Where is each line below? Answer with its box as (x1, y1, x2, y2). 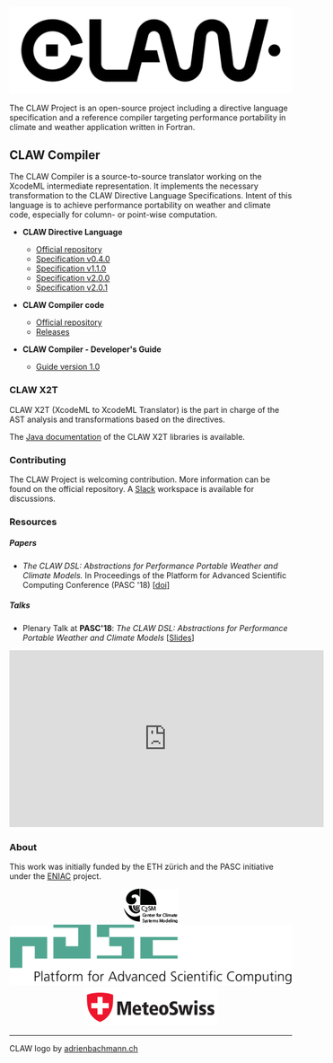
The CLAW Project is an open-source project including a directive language (9, 102, 289, 113)
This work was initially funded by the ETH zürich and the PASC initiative (9, 861, 274, 873)
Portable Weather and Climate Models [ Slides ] (22, 632, 195, 643)
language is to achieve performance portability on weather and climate (9, 200, 271, 211)
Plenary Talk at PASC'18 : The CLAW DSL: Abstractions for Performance (22, 622, 289, 633)
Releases (35, 327, 70, 338)
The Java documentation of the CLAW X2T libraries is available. (9, 431, 245, 442)
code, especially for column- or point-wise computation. (9, 209, 218, 220)
